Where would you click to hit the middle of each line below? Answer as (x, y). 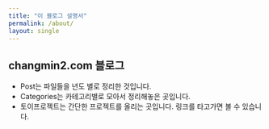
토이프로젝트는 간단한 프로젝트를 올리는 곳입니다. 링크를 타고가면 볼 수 (130, 106)
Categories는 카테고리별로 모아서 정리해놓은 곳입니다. (105, 97)
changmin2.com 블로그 (67, 65)
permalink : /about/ (41, 23)
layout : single (34, 31)
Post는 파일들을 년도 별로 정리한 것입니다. (86, 86)
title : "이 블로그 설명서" (48, 16)
